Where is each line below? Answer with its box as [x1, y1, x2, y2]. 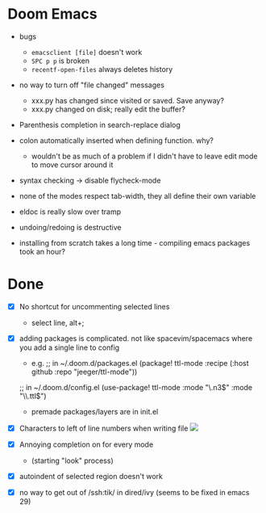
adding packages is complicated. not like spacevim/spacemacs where [19, 333, 253, 343]
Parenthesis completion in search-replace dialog [19, 120, 181, 129]
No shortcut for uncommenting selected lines [19, 301, 170, 311]
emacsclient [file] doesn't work [31, 47, 143, 57]
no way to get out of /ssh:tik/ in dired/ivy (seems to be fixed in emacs [19, 488, 250, 498]
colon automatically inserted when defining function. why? [19, 135, 214, 145]
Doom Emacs [7, 5, 98, 23]
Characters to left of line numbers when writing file [19, 423, 189, 433]
